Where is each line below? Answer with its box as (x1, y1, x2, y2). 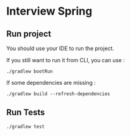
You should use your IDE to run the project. (6, 45, 115, 52)
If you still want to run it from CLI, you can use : (6, 57, 125, 63)
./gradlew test (6, 123, 45, 129)
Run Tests (6, 107, 45, 118)
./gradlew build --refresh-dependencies (6, 91, 111, 97)
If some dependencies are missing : (6, 79, 96, 86)
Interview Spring (6, 4, 93, 18)
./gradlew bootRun (6, 68, 53, 74)
